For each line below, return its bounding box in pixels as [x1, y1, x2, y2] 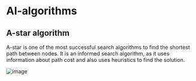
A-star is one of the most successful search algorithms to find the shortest [6, 43, 191, 51]
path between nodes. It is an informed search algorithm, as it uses [6, 50, 170, 57]
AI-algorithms [6, 4, 77, 18]
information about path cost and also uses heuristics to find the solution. [6, 57, 185, 63]
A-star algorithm [6, 28, 70, 38]
